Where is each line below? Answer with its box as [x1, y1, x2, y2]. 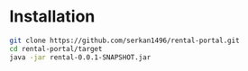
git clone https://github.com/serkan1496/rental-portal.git [9, 36, 241, 45]
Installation [9, 6, 96, 27]
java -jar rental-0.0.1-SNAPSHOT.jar [9, 52, 152, 62]
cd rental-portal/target [9, 44, 103, 53]
